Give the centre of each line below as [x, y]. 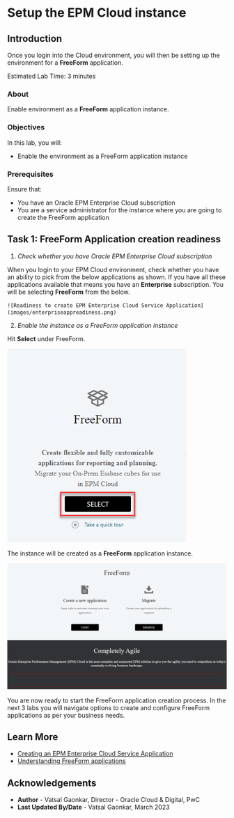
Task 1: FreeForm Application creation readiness [114, 239]
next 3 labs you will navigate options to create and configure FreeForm [109, 707]
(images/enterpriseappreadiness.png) [62, 312]
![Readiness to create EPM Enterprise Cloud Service [85, 305]
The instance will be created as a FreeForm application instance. [100, 553]
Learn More [33, 737]
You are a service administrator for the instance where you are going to [119, 210]
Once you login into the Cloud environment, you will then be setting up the [114, 55]
